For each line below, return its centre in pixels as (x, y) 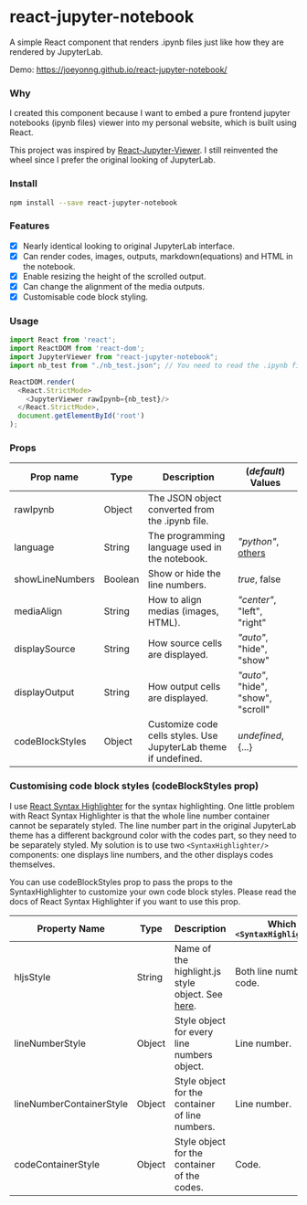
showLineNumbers (55, 579)
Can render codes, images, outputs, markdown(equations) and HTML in (158, 256)
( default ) (265, 471)
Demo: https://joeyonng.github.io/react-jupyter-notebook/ (118, 69)
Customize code (183, 724)
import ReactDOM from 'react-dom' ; (77, 349)
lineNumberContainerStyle (71, 1104)
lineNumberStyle (50, 1043)
